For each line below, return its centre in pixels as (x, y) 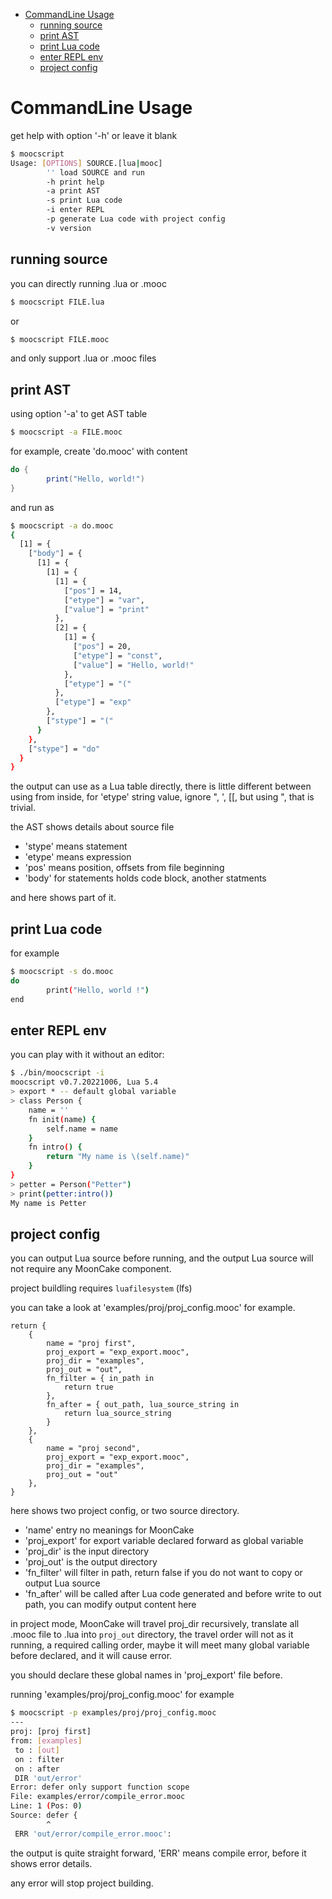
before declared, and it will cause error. (91, 1656)
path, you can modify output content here (110, 1605)
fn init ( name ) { (62, 1119)
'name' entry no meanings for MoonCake (109, 1530)
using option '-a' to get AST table (79, 414)
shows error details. (51, 1863)
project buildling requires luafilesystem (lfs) (101, 1288)
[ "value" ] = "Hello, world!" (134, 665)
